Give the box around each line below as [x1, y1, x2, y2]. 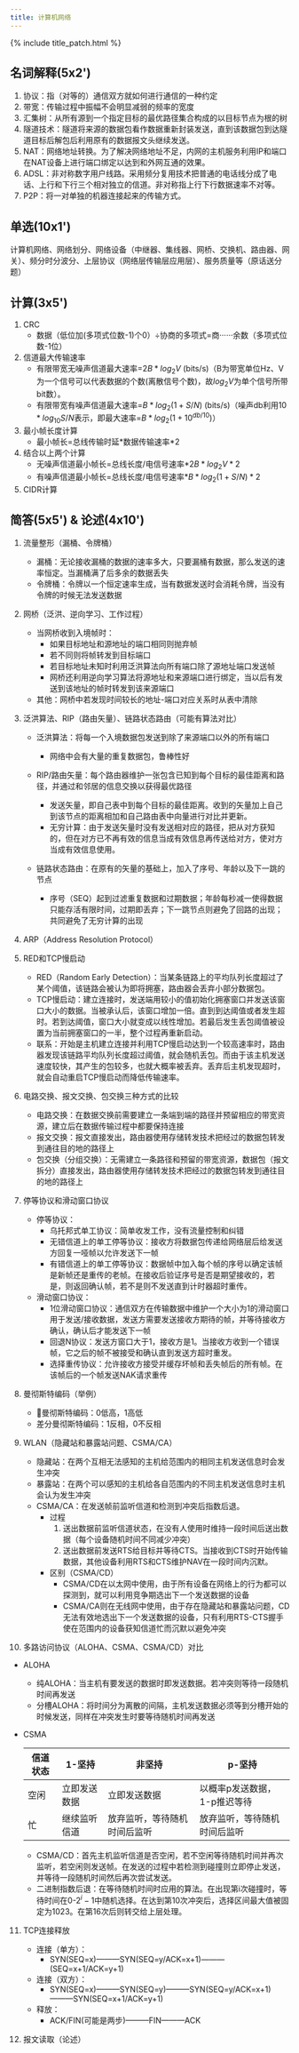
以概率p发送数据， [199, 1783, 277, 1795]
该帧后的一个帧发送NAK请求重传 [49, 1370, 168, 1380]
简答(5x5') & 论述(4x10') [10, 512, 145, 527]
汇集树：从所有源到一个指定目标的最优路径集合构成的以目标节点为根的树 [22, 113, 287, 124]
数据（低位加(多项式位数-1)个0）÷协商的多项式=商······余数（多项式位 [35, 330, 287, 340]
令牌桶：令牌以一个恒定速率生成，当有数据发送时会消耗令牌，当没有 [35, 579, 286, 589]
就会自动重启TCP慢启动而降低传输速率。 [35, 1072, 185, 1082]
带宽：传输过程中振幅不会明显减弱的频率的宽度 [22, 101, 194, 112]
